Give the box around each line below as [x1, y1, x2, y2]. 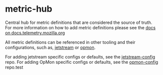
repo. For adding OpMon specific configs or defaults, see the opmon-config [5, 59, 158, 65]
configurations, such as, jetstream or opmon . [5, 44, 96, 50]
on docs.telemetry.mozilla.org [5, 30, 65, 36]
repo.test [5, 64, 23, 70]
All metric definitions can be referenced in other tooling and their [5, 39, 136, 45]
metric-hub [5, 3, 52, 15]
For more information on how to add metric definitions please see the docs [5, 24, 156, 30]
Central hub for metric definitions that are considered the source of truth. [5, 19, 153, 25]
